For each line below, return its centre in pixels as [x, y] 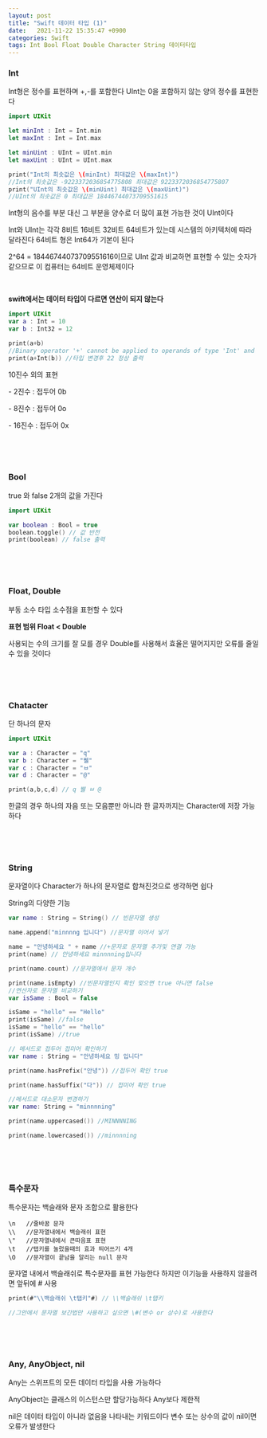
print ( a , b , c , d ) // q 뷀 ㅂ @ [55, 790]
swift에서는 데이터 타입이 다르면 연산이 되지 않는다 [86, 299]
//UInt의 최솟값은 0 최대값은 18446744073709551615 [88, 197]
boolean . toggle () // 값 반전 [54, 532]
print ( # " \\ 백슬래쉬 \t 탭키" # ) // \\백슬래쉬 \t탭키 [86, 1299]
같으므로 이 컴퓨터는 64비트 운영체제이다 [71, 267]
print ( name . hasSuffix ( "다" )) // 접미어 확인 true [87, 1085]
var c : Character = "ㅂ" [51, 768]
